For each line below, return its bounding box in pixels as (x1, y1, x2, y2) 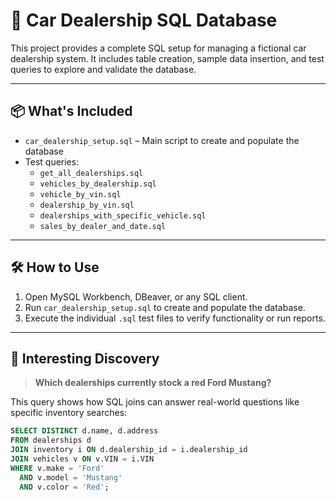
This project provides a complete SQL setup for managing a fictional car (10, 42, 307, 54)
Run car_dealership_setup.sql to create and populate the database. (24, 301, 306, 313)
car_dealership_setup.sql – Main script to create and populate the (24, 134, 300, 146)
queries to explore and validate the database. (10, 63, 197, 75)
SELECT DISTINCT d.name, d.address (10, 426, 159, 436)
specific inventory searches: (10, 407, 128, 419)
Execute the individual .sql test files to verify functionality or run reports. (24, 312, 326, 324)
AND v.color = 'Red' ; (19, 482, 110, 492)
